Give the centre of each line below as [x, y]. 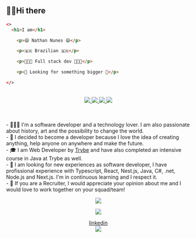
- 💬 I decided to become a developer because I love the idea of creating [93, 137]
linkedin [98, 223]
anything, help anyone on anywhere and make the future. [75, 143]
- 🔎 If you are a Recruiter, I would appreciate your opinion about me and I [94, 183]
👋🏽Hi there [26, 11]
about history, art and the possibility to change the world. [75, 131]
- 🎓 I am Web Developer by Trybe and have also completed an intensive [94, 149]
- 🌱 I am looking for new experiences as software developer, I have [87, 164]
